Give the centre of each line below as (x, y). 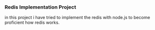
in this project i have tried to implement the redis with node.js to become (77, 18)
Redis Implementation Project (40, 7)
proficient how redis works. (32, 22)
